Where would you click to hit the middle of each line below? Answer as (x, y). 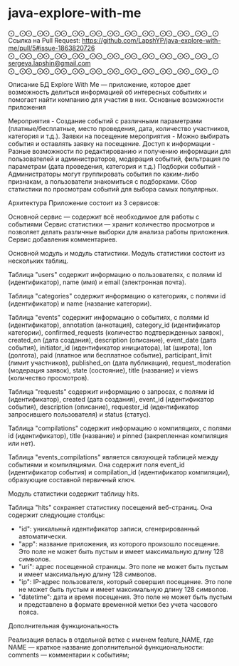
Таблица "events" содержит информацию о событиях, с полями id (108, 317)
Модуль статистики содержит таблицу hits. (74, 494)
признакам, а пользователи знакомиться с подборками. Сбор (103, 181)
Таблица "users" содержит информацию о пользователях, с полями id (115, 274)
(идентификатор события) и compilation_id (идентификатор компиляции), (119, 472)
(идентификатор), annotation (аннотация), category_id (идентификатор (114, 325)
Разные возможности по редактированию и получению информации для (119, 151)
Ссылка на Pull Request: (44, 40)
